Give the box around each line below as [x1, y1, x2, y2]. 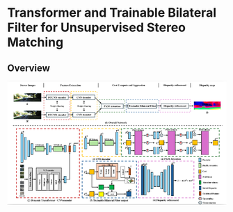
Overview [7, 62, 51, 74]
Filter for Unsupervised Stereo [7, 19, 186, 35]
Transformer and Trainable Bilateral [7, 5, 217, 21]
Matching [7, 35, 64, 50]
